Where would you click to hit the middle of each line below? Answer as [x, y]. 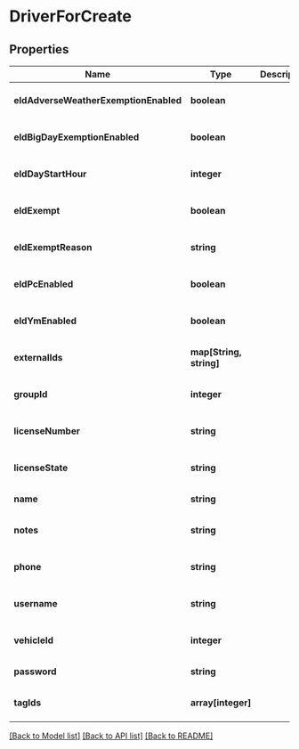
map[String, [216, 352]
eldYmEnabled [45, 321]
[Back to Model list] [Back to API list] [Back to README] [111, 736]
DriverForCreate [70, 16]
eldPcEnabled [44, 284]
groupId [31, 394]
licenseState [41, 468]
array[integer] [221, 703]
